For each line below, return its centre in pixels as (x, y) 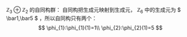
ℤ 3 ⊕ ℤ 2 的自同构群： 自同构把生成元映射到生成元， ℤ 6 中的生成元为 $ (93, 11)
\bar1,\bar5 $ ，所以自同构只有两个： (52, 18)
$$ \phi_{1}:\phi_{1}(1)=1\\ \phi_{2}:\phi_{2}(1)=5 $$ (100, 28)
